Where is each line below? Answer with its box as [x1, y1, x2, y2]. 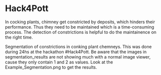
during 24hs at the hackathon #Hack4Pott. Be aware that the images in [5, 49, 147, 55]
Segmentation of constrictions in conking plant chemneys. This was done [5, 44, 152, 49]
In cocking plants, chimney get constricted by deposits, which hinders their [5, 19, 155, 25]
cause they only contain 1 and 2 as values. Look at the [5, 59, 113, 65]
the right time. [5, 34, 33, 40]
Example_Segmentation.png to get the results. [5, 64, 97, 70]
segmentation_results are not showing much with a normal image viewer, [5, 54, 151, 60]
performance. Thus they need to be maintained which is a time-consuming [5, 24, 154, 30]
